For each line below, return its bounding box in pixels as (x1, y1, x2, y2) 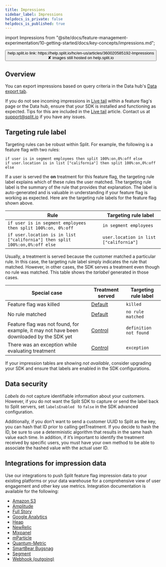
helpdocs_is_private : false (5, 16, 63, 21)
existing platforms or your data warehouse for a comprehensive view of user (5, 478, 161, 484)
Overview (5, 70, 36, 78)
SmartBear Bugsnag (12, 545, 53, 551)
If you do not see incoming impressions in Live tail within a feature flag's (5, 98, 152, 104)
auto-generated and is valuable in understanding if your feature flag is (5, 189, 148, 195)
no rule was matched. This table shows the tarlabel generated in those (5, 269, 149, 275)
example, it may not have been (7, 327, 79, 334)
